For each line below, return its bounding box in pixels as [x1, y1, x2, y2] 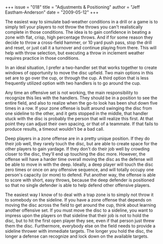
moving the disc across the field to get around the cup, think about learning [5, 202, 156, 208]
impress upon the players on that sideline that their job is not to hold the [5, 213, 149, 218]
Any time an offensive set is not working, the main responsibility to [5, 90, 139, 95]
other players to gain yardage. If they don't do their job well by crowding [5, 146, 150, 152]
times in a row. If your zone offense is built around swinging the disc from [5, 105, 152, 111]
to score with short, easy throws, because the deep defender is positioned [5, 177, 155, 183]
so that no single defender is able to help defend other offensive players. [5, 182, 151, 188]
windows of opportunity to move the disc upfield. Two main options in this [5, 70, 153, 75]
